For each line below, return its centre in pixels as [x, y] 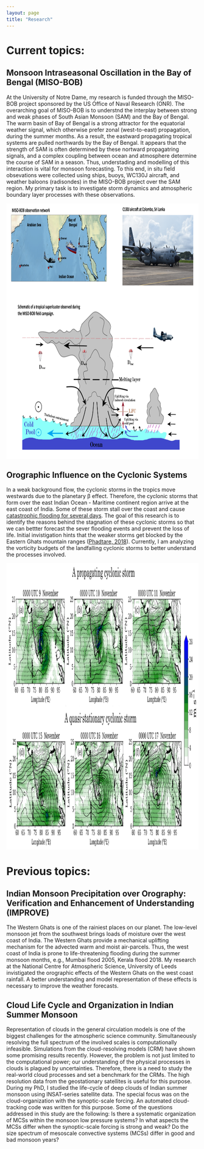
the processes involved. [36, 555]
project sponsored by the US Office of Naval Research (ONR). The [101, 103]
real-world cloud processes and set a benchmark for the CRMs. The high [98, 1075]
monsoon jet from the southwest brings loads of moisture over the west [96, 934]
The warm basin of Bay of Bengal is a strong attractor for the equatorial [96, 123]
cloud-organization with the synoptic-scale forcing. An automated [89, 1101]
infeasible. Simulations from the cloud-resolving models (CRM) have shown [101, 1049]
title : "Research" [30, 19]
